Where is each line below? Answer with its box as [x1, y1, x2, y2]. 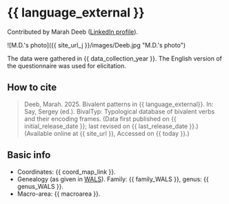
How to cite [7, 81, 57, 94]
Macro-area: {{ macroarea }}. [17, 190, 101, 198]
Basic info [7, 150, 51, 161]
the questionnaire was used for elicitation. [7, 61, 126, 70]
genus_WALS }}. [17, 182, 64, 190]
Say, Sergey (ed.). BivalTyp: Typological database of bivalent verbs [23, 107, 215, 115]
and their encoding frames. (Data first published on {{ [23, 114, 177, 123]
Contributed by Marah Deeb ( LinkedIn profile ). [7, 28, 139, 36]
